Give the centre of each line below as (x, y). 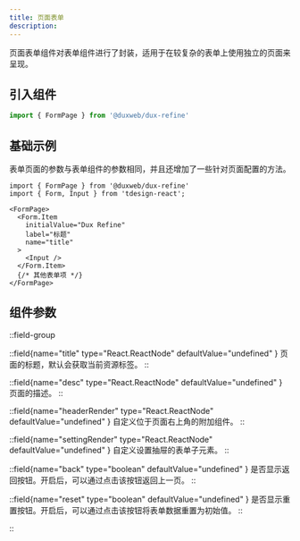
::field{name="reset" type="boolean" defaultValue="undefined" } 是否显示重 (150, 499)
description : (33, 26)
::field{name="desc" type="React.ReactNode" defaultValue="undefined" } (146, 382)
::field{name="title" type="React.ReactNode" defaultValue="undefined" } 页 (149, 353)
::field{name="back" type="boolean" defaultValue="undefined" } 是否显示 (146, 469)
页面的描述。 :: (37, 393)
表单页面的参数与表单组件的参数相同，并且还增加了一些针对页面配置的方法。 (150, 169)
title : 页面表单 (37, 17)
